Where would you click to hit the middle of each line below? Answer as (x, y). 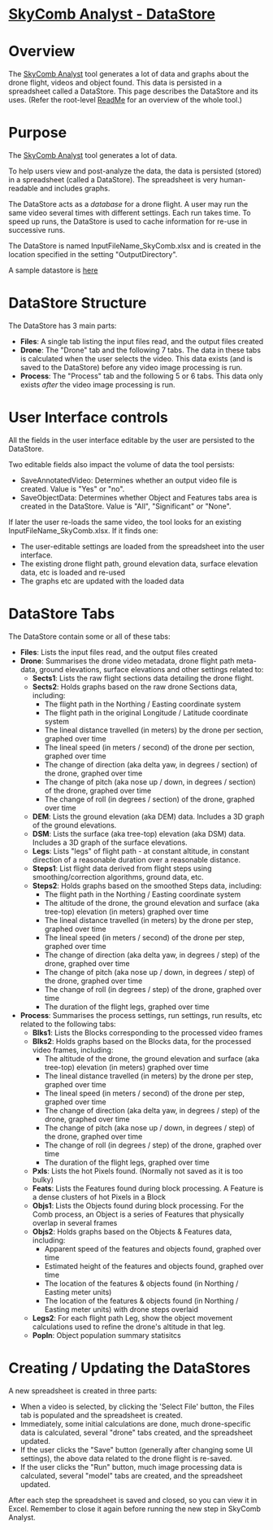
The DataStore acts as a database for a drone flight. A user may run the (128, 204)
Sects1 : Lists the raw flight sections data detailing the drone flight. (143, 678)
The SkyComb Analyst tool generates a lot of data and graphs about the (129, 74)
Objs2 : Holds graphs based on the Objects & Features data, (132, 1231)
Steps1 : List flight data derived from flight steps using (122, 868)
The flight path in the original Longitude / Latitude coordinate (146, 712)
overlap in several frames (75, 1222)
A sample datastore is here (53, 270)
